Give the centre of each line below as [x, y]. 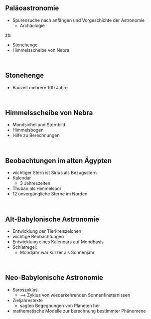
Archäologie [32, 25]
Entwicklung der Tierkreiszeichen [47, 231]
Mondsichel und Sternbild [39, 125]
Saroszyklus [25, 290]
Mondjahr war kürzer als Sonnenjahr [57, 252]
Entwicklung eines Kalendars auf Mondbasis [58, 242]
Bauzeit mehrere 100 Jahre [40, 87]
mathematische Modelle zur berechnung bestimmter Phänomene [79, 311]
